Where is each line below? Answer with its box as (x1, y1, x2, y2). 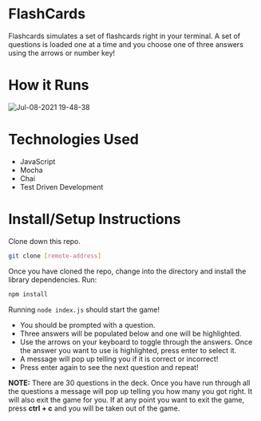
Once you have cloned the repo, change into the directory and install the (8, 266, 247, 276)
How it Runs (8, 77, 89, 94)
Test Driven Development (19, 182, 104, 191)
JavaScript (19, 156, 56, 166)
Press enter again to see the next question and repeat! (19, 362, 199, 372)
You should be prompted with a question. (19, 320, 156, 329)
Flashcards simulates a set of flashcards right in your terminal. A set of (8, 31, 241, 41)
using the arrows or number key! (8, 48, 116, 57)
